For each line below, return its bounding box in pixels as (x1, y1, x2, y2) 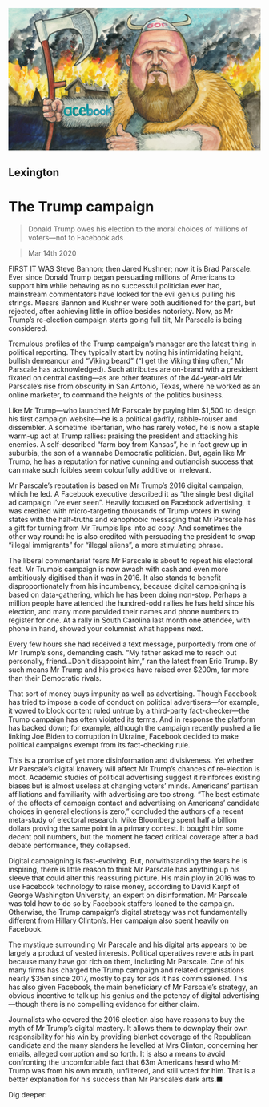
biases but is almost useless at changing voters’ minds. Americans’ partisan (8, 781, 259, 791)
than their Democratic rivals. (8, 673, 102, 682)
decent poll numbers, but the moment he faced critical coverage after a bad (8, 831, 259, 841)
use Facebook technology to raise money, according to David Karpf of (8, 881, 240, 891)
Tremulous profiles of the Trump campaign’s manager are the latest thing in (8, 339, 257, 348)
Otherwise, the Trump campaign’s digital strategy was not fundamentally (8, 907, 248, 916)
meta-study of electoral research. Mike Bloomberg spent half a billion (8, 815, 238, 824)
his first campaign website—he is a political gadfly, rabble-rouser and (8, 413, 238, 424)
